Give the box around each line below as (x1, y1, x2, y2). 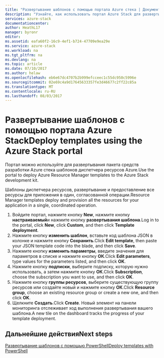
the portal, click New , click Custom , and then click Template (12, 222, 135, 228)
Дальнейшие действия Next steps (5, 330, 113, 338)
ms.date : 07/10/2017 (5, 66, 47, 71)
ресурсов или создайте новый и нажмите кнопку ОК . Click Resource (12, 284, 155, 291)
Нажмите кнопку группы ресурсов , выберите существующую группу (12, 279, 159, 285)
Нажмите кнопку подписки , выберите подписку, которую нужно (12, 264, 148, 270)
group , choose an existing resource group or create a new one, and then (12, 290, 159, 295)
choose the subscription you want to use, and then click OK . (12, 274, 134, 280)
